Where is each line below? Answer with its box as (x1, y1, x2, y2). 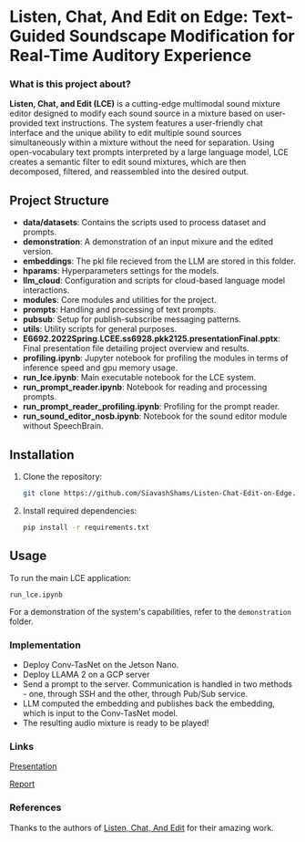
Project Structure (9, 192, 109, 208)
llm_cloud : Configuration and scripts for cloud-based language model (22, 275, 285, 286)
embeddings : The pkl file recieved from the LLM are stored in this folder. (22, 255, 296, 266)
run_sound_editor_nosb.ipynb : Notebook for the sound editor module (22, 411, 288, 421)
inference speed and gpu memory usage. (22, 362, 178, 373)
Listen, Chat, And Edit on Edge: (9, 6, 249, 27)
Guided (9, 26, 66, 47)
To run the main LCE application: (9, 572, 132, 583)
